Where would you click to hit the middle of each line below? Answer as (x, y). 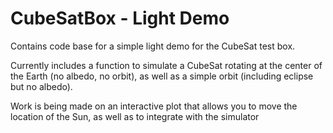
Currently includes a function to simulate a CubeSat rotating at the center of (166, 65)
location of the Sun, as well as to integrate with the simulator (135, 116)
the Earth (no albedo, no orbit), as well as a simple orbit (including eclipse (162, 76)
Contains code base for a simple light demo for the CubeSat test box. (153, 46)
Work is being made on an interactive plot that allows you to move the (154, 106)
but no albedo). (41, 86)
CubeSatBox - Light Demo (120, 18)
